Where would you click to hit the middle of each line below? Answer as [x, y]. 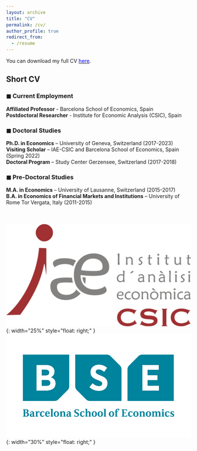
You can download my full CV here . [49, 61]
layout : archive [26, 12]
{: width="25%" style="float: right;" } [51, 330]
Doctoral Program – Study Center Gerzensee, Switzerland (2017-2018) [91, 162]
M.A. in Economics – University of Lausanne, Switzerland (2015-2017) [91, 190]
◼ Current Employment [40, 96]
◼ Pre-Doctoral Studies [40, 177]
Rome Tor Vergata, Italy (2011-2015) [49, 202]
